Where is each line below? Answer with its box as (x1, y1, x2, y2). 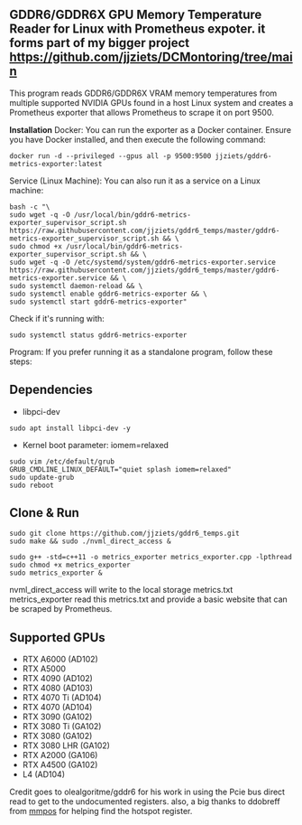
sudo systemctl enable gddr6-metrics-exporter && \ (9, 289, 207, 298)
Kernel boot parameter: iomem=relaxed (22, 439, 169, 450)
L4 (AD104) (22, 769, 66, 780)
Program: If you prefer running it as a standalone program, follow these (9, 346, 273, 357)
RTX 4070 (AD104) (22, 702, 93, 713)
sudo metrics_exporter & (9, 568, 103, 577)
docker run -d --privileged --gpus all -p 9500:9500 (9, 151, 212, 161)
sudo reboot (9, 481, 54, 490)
